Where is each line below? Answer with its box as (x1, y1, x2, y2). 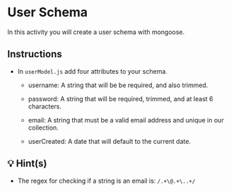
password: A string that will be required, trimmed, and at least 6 (28, 94, 213, 103)
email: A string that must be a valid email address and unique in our (28, 115, 224, 124)
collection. (28, 123, 59, 132)
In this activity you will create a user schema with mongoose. (7, 28, 185, 36)
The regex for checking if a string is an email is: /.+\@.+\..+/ (17, 176, 196, 185)
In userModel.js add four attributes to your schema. (17, 67, 168, 75)
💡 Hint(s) (7, 157, 47, 170)
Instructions (7, 48, 62, 60)
